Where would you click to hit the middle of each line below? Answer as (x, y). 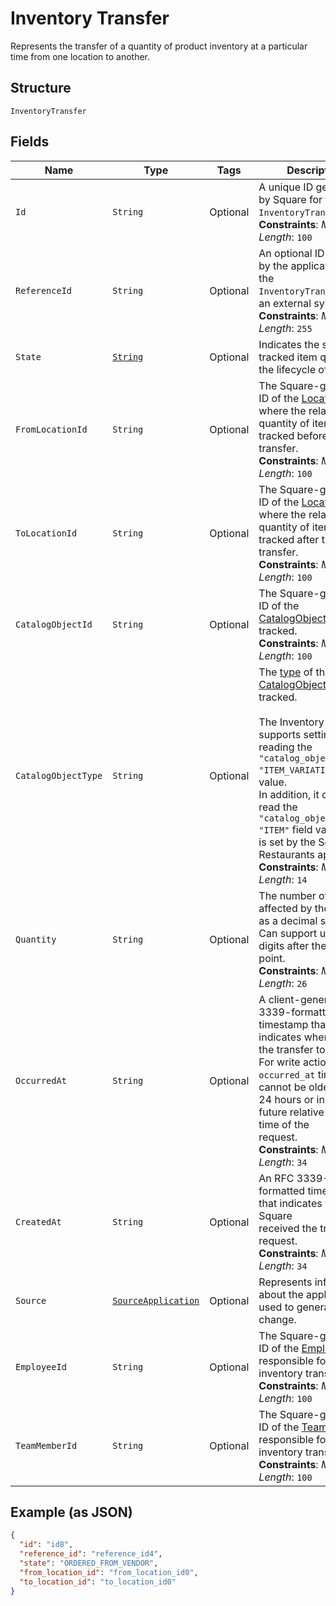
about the (281, 1294)
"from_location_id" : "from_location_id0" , (109, 1572)
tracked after (289, 539)
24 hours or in (291, 1099)
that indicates (290, 1203)
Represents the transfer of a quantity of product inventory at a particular (159, 46)
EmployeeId (41, 1366)
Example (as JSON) (71, 1512)
